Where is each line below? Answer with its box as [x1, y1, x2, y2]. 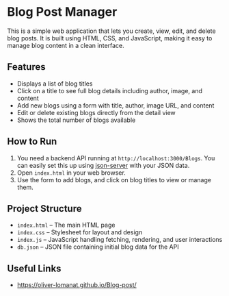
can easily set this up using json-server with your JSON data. [16, 161, 190, 169]
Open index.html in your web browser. [16, 169, 126, 177]
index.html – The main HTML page [16, 221, 116, 230]
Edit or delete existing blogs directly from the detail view [16, 108, 176, 116]
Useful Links [7, 262, 62, 274]
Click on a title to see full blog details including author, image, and [16, 86, 203, 95]
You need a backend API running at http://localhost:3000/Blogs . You [16, 153, 215, 162]
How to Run [7, 136, 57, 147]
